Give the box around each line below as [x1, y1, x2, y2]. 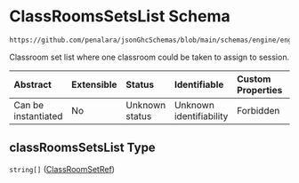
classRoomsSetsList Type [9, 140, 156, 155]
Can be [13, 99, 44, 111]
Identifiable [174, 78, 224, 91]
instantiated [13, 109, 63, 122]
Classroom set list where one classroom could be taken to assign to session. [9, 52, 290, 62]
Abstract [13, 78, 52, 91]
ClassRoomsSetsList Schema [9, 6, 231, 27]
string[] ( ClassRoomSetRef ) [9, 163, 116, 174]
